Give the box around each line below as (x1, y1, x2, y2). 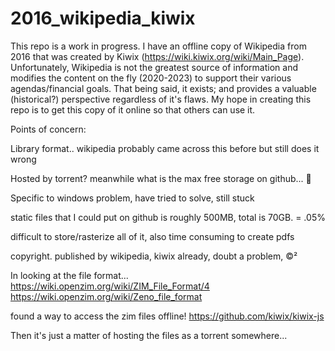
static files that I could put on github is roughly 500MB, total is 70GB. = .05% (10, 211, 326, 223)
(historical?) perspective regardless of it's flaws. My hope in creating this (10, 93, 312, 105)
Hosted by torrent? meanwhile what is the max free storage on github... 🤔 (10, 172, 312, 184)
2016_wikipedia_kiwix (10, 7, 196, 30)
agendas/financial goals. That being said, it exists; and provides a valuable (10, 82, 317, 94)
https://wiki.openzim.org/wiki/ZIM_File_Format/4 (10, 280, 210, 292)
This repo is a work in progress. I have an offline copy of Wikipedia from (10, 40, 307, 52)
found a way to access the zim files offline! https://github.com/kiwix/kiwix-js (10, 310, 325, 322)
